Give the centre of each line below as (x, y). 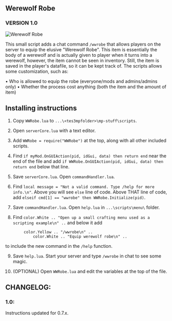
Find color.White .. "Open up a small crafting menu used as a (81, 217)
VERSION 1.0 (22, 23)
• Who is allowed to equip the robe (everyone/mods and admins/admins (81, 81)
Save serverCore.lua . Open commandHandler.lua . (64, 177)
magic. (20, 261)
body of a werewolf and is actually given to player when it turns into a (79, 55)
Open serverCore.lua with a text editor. (54, 131)
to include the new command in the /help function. (59, 246)
